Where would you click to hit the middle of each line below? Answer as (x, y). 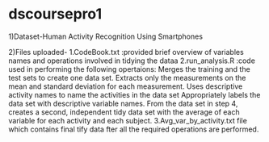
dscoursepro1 (55, 14)
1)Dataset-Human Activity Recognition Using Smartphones (106, 36)
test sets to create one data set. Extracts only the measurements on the (127, 77)
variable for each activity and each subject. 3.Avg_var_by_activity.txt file (128, 120)
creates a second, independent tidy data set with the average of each (124, 112)
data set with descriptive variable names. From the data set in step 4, (123, 103)
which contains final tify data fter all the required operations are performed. (134, 129)
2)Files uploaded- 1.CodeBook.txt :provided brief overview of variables (126, 52)
